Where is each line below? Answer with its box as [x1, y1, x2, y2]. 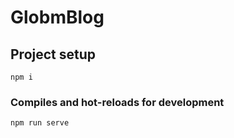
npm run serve [10, 118, 70, 128]
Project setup [10, 46, 97, 63]
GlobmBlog [10, 6, 105, 29]
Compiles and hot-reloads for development [10, 95, 225, 109]
